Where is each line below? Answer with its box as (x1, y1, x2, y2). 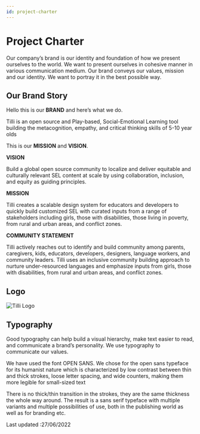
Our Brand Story (6, 90, 68, 100)
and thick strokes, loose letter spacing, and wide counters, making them (6, 372, 184, 380)
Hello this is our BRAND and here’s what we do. (6, 106, 123, 114)
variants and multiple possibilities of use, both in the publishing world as (6, 403, 184, 410)
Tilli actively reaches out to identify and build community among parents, (6, 243, 186, 251)
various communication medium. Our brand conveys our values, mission (6, 67, 184, 74)
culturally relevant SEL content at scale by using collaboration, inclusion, (6, 172, 184, 179)
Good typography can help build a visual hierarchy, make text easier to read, (6, 335, 194, 343)
